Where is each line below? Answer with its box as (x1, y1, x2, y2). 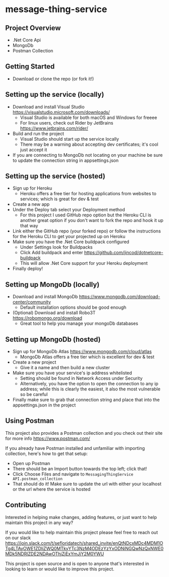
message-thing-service (5, 4, 107, 15)
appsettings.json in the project (12, 402, 76, 408)
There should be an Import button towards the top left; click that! (12, 466, 147, 472)
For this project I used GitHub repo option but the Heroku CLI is (20, 212, 151, 218)
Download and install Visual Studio (12, 103, 85, 109)
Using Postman (5, 417, 54, 425)
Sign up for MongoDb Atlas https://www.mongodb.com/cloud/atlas (12, 349, 152, 355)
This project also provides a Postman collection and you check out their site (5, 430, 163, 436)
